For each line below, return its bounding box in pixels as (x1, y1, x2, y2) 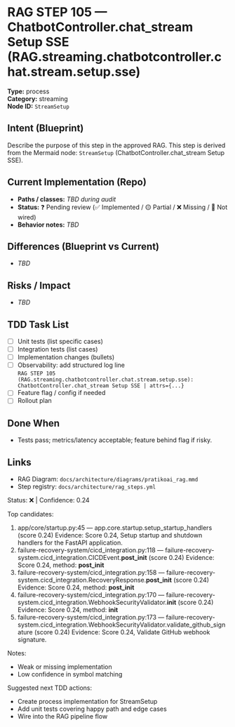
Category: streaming (7, 94, 68, 102)
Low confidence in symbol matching (17, 670, 123, 678)
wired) (17, 213, 36, 221)
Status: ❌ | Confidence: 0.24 (7, 496, 90, 504)
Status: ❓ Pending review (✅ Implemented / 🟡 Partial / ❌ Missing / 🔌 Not (17, 203, 228, 211)
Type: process (7, 87, 50, 95)
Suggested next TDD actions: (7, 683, 93, 692)
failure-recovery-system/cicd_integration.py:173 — (17, 613, 165, 621)
